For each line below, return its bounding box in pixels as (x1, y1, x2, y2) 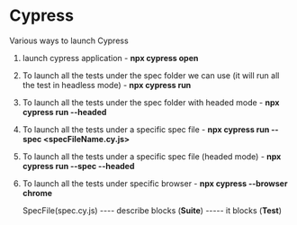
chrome (22, 187, 52, 198)
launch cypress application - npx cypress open (22, 52, 199, 63)
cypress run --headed (22, 106, 107, 117)
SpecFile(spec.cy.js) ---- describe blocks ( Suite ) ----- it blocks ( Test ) (22, 204, 282, 216)
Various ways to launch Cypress (9, 35, 129, 46)
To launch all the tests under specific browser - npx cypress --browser (22, 177, 288, 189)
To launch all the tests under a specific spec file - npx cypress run (22, 123, 270, 135)
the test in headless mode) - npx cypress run (22, 79, 192, 90)
